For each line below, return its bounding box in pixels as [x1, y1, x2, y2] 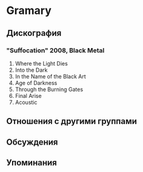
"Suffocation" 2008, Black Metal [6, 46, 105, 55]
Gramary [6, 4, 52, 18]
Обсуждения [6, 137, 58, 147]
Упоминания [6, 157, 58, 168]
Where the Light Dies [15, 60, 68, 67]
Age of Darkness [15, 79, 58, 86]
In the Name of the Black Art [15, 72, 86, 80]
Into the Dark [15, 66, 48, 74]
